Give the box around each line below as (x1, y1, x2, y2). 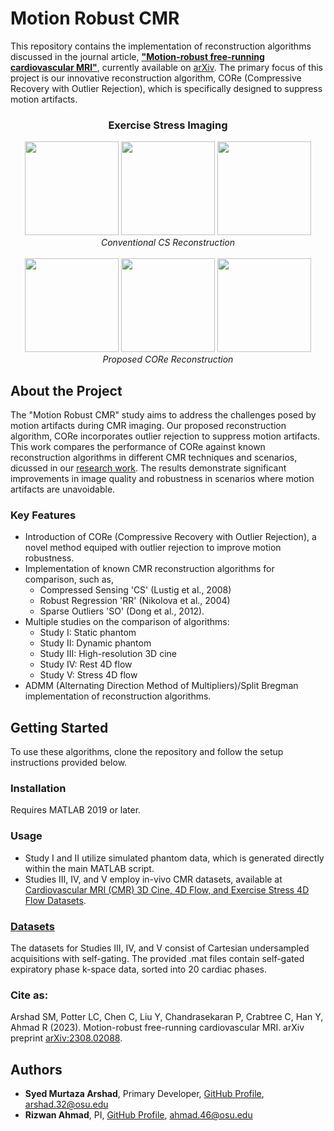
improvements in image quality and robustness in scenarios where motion (10, 473, 315, 485)
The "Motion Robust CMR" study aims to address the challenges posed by (10, 409, 317, 421)
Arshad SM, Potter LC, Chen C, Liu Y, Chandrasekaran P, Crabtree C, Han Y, (10, 1011, 324, 1023)
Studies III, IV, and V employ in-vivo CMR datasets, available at (24, 873, 283, 885)
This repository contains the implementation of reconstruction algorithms (10, 40, 312, 52)
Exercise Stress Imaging (108, 118, 228, 132)
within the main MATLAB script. (24, 862, 155, 874)
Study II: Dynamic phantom (39, 637, 152, 649)
